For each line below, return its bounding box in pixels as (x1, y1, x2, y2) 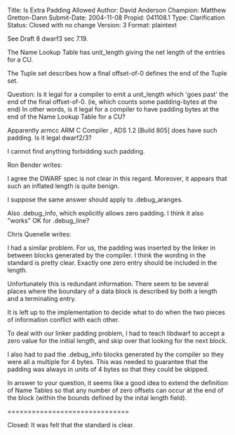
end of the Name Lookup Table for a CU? (7, 112, 126, 121)
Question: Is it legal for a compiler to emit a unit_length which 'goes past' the (7, 91, 229, 98)
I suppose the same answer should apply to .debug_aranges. (7, 196, 184, 203)
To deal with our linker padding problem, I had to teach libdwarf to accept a (7, 329, 225, 337)
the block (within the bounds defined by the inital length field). (7, 394, 187, 402)
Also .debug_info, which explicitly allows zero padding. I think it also (7, 209, 204, 217)
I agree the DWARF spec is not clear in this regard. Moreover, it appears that (7, 175, 227, 182)
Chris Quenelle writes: (7, 230, 72, 238)
